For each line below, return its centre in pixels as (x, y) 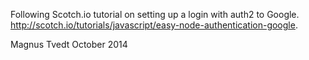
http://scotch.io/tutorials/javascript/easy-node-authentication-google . (154, 25)
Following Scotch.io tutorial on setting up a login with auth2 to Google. (155, 14)
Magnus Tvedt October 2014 (69, 44)
